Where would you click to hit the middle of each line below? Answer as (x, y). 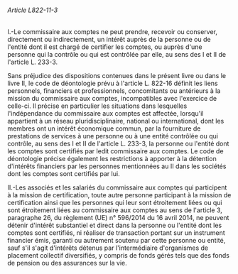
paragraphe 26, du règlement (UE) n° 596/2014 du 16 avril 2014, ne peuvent (118, 218)
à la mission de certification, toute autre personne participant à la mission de (119, 195)
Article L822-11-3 (33, 10)
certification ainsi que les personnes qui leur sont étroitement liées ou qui (115, 203)
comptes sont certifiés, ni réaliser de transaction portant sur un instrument (116, 233)
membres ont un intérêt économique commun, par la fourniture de (104, 128)
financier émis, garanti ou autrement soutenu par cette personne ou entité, (117, 241)
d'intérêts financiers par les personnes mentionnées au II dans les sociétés (117, 166)
